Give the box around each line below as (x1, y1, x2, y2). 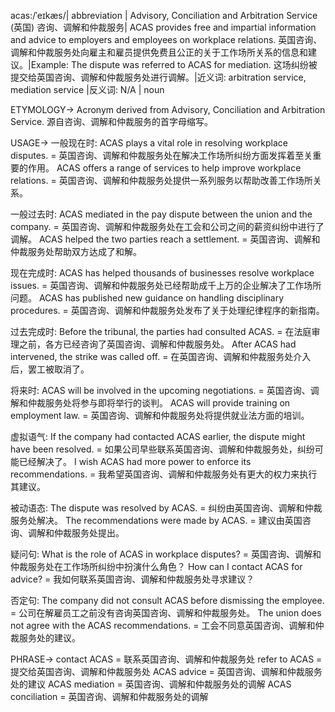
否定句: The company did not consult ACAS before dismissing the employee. (10, 595, 325, 606)
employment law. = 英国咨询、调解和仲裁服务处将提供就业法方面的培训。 (10, 410, 310, 421)
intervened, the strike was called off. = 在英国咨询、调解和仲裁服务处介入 (10, 351, 312, 362)
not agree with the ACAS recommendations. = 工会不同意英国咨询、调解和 (10, 620, 316, 631)
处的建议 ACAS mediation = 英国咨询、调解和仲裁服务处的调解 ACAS (10, 678, 292, 690)
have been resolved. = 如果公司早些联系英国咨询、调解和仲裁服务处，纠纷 (10, 443, 315, 455)
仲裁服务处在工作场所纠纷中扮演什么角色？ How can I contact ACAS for (10, 561, 303, 572)
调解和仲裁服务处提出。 (27, 527, 125, 539)
